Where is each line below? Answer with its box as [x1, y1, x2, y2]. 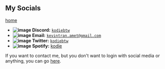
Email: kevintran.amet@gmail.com [32, 32, 101, 38]
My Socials [5, 4, 41, 12]
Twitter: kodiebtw [32, 37, 69, 43]
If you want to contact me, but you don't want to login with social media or [5, 52, 160, 58]
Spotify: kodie [32, 42, 62, 49]
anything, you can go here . [5, 57, 62, 64]
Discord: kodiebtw [32, 27, 70, 33]
